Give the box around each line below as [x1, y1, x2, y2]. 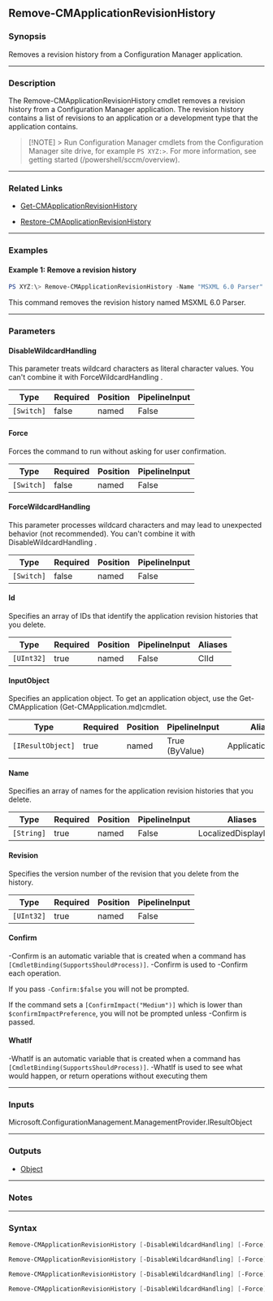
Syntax [8, 1222, 37, 1234]
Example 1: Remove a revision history [8, 264, 136, 275]
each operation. [8, 968, 62, 978]
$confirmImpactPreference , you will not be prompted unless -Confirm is [8, 1008, 247, 1018]
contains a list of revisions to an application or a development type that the [8, 113, 258, 123]
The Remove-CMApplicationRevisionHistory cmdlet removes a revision [8, 95, 245, 105]
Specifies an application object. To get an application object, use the [8, 694, 238, 703]
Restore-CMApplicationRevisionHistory [19, 217, 152, 227]
